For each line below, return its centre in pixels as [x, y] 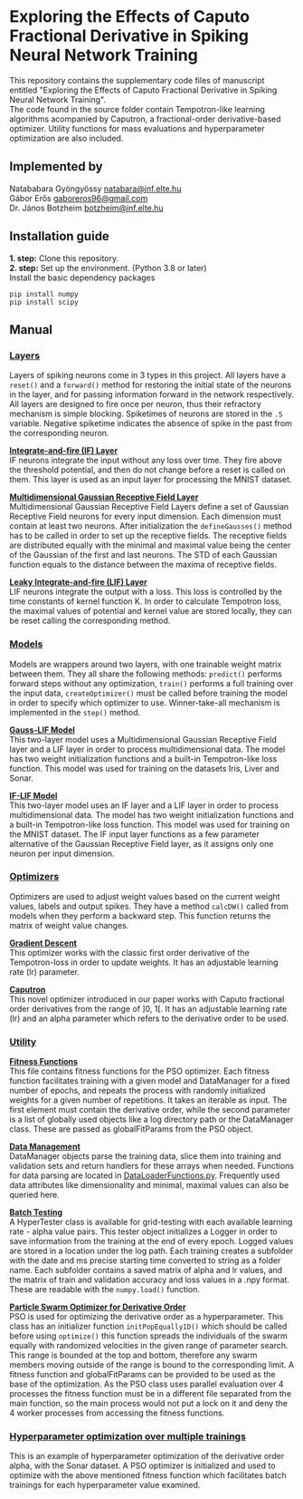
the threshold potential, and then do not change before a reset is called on [148, 470]
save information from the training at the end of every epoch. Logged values [151, 1241]
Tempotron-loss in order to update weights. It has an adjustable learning [144, 962]
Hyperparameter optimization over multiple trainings [128, 1436]
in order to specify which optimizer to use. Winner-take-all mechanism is [145, 702]
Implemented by [56, 166]
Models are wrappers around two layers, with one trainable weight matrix [146, 664]
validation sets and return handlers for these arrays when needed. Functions [152, 1166]
